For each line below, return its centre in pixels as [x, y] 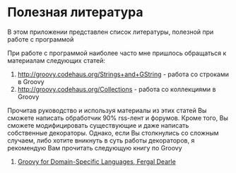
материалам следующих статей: [57, 60]
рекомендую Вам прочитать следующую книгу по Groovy [95, 148]
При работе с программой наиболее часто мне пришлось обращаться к [117, 53]
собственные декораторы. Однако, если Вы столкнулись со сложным [113, 133]
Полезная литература [75, 12]
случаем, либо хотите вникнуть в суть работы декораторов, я [101, 140]
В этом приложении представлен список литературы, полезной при [111, 32]
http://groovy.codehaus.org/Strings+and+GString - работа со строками [123, 74]
